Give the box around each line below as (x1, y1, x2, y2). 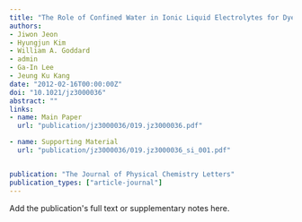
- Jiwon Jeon (9, 30, 58, 38)
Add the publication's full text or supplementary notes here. (9, 202, 230, 213)
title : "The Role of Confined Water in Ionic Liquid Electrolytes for (9, 13, 280, 22)
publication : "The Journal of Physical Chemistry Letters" (9, 169, 235, 179)
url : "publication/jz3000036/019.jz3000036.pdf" (17, 122, 203, 131)
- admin (9, 55, 39, 64)
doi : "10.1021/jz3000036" (9, 88, 106, 97)
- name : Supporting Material (9, 138, 119, 147)
